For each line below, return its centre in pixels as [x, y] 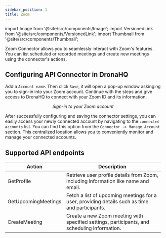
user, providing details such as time [107, 202]
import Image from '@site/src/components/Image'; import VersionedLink [79, 28]
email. [73, 188]
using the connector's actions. [36, 59]
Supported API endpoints [45, 153]
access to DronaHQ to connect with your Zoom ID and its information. [76, 97]
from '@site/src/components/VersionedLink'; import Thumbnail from [75, 34]
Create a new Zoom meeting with [105, 216]
